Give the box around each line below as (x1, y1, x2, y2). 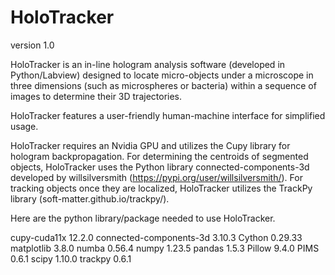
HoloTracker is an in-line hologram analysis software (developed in (10, 58, 286, 70)
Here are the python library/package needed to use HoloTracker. (10, 212, 276, 224)
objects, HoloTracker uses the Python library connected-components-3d (10, 161, 310, 173)
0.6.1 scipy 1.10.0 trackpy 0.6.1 (10, 252, 132, 265)
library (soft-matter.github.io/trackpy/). (10, 192, 170, 205)
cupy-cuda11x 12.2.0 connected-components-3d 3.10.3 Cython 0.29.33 (10, 231, 303, 243)
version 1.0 (10, 39, 55, 51)
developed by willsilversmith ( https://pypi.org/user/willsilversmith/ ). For (10, 171, 303, 183)
